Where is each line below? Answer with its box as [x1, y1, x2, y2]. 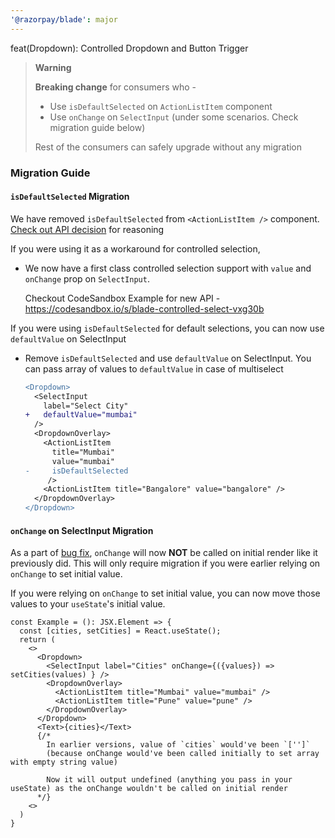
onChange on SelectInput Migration [10, 524, 154, 536]
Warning [34, 61, 72, 73]
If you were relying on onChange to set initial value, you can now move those [10, 587, 321, 600]
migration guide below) [49, 121, 146, 133]
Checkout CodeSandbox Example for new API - [24, 292, 221, 304]
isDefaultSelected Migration [10, 191, 130, 203]
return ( [19, 635, 56, 645]
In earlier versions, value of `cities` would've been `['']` [46, 740, 311, 750]
